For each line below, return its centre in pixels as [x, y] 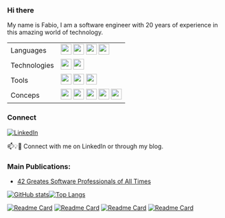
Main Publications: [39, 166]
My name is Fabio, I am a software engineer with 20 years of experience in [113, 25]
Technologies [32, 65]
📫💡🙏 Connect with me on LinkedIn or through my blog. [85, 146]
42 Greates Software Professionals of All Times [84, 181]
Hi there [21, 10]
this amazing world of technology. [55, 32]
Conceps [25, 95]
